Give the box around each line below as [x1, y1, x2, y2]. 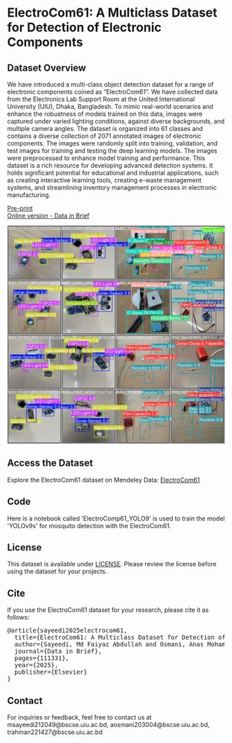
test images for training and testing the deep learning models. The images [7, 147, 217, 155]
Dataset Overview [7, 62, 86, 73]
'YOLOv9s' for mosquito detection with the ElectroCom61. [7, 521, 171, 530]
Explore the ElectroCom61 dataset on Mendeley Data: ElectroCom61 [7, 475, 200, 484]
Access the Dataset [7, 457, 93, 469]
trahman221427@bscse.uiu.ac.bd [7, 728, 103, 736]
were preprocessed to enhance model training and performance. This [7, 154, 206, 162]
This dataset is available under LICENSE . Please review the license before [7, 560, 217, 568]
